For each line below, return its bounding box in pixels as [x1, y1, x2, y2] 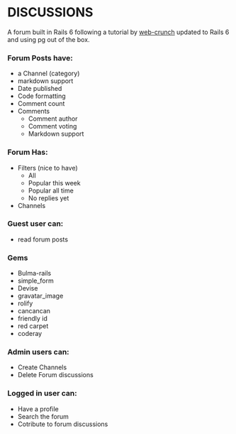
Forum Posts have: [7, 53, 73, 63]
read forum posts [17, 235, 69, 244]
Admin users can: [7, 347, 69, 357]
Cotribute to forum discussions [17, 420, 108, 428]
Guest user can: [7, 219, 64, 229]
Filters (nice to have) [17, 163, 78, 172]
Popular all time [28, 186, 74, 195]
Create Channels [17, 363, 67, 371]
